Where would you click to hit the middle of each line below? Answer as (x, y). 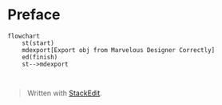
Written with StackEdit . (65, 93)
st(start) (38, 43)
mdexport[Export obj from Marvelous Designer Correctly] (119, 50)
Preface (34, 15)
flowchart (24, 36)
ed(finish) (40, 57)
